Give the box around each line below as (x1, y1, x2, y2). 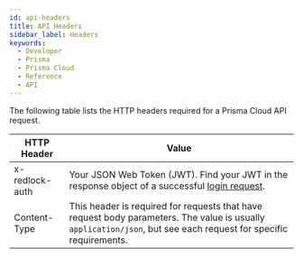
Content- (14, 211, 54, 224)
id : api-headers (9, 13, 70, 23)
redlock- (14, 173, 52, 186)
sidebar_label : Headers (9, 30, 99, 39)
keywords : (9, 38, 47, 48)
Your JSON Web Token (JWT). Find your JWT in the (69, 168, 289, 180)
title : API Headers (9, 22, 83, 31)
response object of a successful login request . (69, 180, 266, 192)
